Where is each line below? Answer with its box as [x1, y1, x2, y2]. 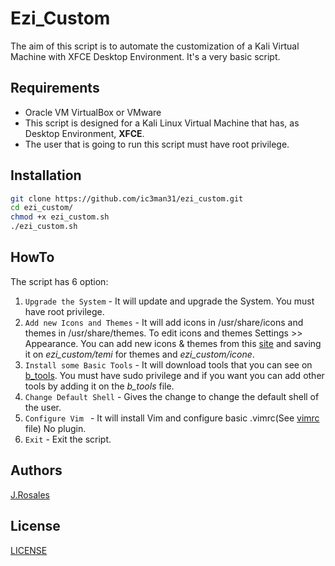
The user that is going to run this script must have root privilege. [24, 138, 290, 150]
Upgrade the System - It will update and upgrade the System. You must [24, 295, 315, 307]
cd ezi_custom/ [10, 203, 74, 213]
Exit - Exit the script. [24, 433, 112, 445]
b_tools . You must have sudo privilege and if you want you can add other [24, 369, 325, 381]
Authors [10, 462, 63, 479]
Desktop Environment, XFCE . [24, 127, 145, 139]
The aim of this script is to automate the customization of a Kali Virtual [10, 40, 300, 52]
